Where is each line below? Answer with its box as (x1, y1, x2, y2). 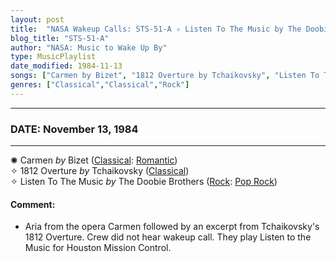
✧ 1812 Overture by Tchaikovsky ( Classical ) (10, 165, 190, 177)
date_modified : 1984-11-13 (10, 61, 123, 71)
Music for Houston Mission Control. (24, 242, 172, 254)
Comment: (10, 198, 56, 210)
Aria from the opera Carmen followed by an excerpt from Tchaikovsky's (24, 221, 320, 233)
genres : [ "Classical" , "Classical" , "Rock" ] (10, 80, 190, 90)
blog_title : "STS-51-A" (10, 33, 110, 43)
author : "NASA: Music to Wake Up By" (10, 42, 168, 53)
